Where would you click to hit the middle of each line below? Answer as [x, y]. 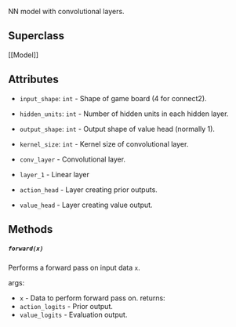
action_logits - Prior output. [66, 306]
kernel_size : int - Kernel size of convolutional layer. [104, 144]
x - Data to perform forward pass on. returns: [93, 298]
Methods [31, 229]
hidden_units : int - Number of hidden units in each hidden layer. [124, 114]
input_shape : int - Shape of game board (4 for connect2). [113, 98]
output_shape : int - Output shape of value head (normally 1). [117, 129]
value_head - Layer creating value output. [86, 205]
